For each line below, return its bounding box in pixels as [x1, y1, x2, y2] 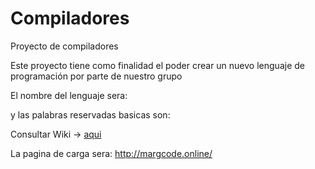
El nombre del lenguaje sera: [10, 89, 128, 101]
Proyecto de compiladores [10, 40, 119, 52]
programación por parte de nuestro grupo [10, 70, 183, 82]
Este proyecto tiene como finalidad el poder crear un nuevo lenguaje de [10, 59, 305, 71]
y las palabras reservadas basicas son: [10, 108, 171, 121]
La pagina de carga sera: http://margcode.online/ [10, 147, 213, 159]
